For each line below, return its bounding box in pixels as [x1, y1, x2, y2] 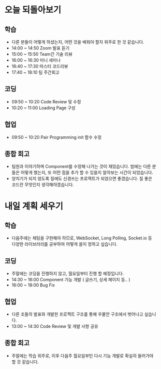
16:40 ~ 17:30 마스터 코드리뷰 [11, 64, 68, 69]
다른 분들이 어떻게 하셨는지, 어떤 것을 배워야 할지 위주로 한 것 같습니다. [11, 39, 145, 45]
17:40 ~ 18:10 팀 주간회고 [11, 69, 60, 75]
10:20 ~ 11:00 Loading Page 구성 [11, 105, 76, 111]
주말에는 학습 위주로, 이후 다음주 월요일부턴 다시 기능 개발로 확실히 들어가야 [11, 352, 154, 358]
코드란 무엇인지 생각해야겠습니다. [11, 182, 74, 187]
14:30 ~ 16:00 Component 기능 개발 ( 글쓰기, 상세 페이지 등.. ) [11, 277, 131, 283]
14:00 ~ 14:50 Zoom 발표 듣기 [11, 45, 70, 51]
